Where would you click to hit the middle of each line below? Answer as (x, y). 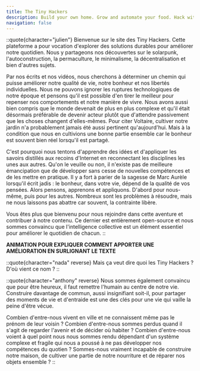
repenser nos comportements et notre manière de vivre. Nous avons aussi (97, 102)
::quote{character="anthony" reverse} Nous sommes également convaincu (98, 281)
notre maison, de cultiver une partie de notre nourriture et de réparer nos (96, 355)
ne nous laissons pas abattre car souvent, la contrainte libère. (82, 203)
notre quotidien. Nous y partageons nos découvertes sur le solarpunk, (92, 53)
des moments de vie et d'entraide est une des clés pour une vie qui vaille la (99, 300)
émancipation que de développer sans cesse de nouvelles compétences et (98, 171)
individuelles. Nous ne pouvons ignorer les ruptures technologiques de (93, 90)
